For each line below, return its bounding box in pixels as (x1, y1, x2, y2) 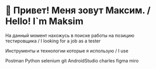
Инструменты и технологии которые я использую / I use (5, 48, 129, 54)
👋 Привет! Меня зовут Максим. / (5, 5, 151, 16)
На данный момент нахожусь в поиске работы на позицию (5, 32, 135, 38)
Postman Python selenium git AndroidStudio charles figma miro (5, 57, 139, 63)
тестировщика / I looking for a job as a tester (5, 38, 101, 44)
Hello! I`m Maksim (5, 15, 83, 27)
